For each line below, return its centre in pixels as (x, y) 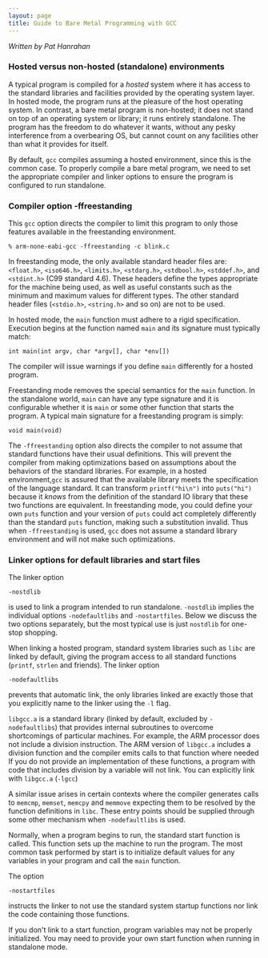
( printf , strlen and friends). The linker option (84, 665)
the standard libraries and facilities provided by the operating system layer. (131, 92)
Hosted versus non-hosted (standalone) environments (117, 67)
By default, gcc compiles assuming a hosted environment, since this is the (130, 159)
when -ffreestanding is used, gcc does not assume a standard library (123, 531)
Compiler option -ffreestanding (70, 205)
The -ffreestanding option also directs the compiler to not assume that (125, 445)
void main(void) (35, 431)
